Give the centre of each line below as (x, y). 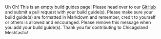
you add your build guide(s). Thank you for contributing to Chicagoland (77, 27)
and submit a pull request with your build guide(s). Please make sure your (79, 12)
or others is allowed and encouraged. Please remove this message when (78, 22)
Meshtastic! (17, 32)
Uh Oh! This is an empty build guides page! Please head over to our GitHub (80, 7)
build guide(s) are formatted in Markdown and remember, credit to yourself (80, 17)
